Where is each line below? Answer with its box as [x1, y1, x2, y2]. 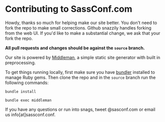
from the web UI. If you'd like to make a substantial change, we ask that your [5, 30, 161, 36]
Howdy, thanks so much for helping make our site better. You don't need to [5, 20, 158, 26]
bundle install [5, 89, 36, 94]
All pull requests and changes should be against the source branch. [5, 45, 145, 51]
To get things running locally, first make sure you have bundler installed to [5, 69, 155, 75]
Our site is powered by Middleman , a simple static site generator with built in [5, 54, 161, 60]
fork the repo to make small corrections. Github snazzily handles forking [5, 25, 152, 30]
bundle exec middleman [5, 97, 52, 103]
